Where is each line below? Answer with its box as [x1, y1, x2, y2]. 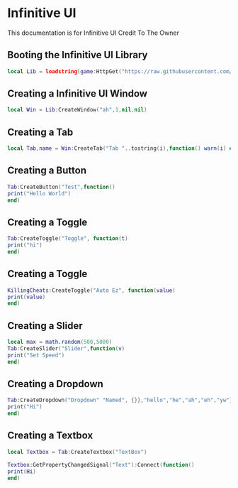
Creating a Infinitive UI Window [7, 87, 147, 100]
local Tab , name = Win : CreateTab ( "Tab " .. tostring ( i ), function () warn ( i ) [7, 145, 227, 152]
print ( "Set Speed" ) [7, 352, 65, 359]
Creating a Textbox [7, 430, 93, 442]
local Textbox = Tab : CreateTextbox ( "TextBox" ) [7, 448, 147, 455]
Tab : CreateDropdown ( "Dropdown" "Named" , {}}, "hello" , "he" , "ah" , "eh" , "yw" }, [7, 396, 236, 404]
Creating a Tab [7, 126, 74, 138]
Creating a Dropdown [7, 378, 104, 390]
